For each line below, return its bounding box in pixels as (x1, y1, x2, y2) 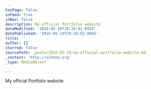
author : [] (5, 41, 28, 46)
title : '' (5, 36, 26, 41)
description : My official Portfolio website (5, 21, 101, 27)
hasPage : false (5, 7, 37, 13)
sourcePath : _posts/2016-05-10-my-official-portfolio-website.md (5, 50, 146, 55)
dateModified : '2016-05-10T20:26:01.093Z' (5, 26, 96, 32)
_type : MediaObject (5, 60, 47, 65)
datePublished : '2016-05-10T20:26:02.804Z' (5, 31, 99, 36)
